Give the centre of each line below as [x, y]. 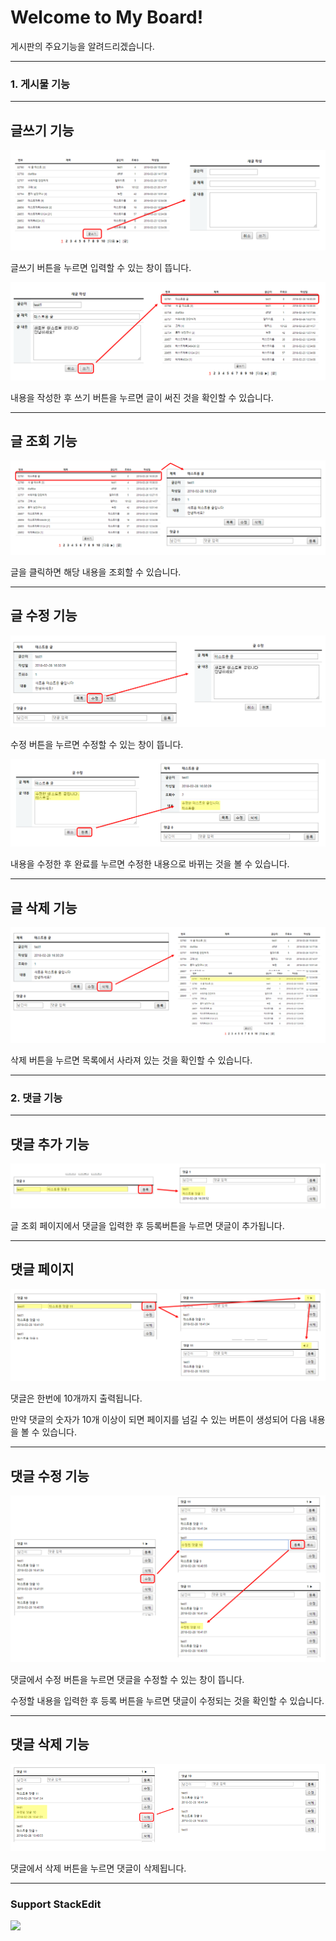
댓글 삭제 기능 [50, 1744]
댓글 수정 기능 [50, 1476]
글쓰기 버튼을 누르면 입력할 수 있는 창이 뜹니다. [101, 267]
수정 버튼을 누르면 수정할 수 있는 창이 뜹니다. [97, 744]
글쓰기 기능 [42, 130]
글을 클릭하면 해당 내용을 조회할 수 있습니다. [96, 572]
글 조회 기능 [44, 441]
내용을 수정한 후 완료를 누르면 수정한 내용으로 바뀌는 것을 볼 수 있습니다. [150, 864]
